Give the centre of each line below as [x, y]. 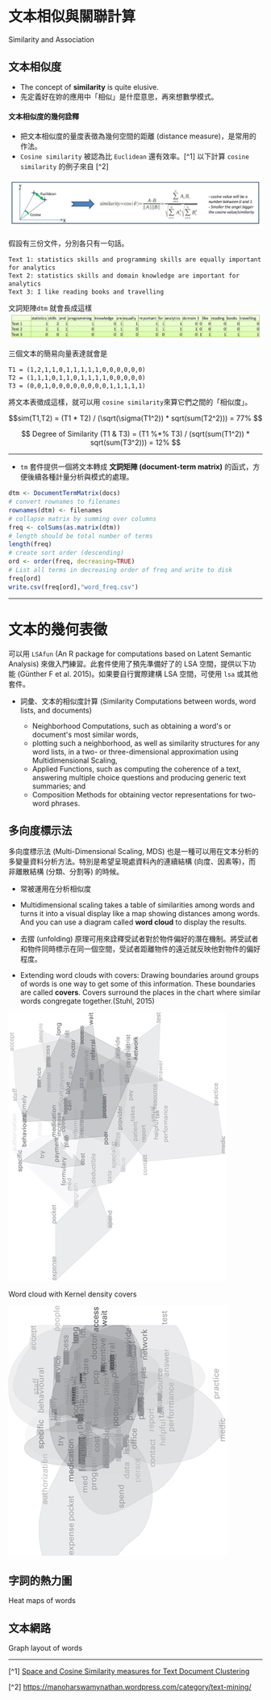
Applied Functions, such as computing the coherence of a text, [137, 768]
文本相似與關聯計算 [72, 17]
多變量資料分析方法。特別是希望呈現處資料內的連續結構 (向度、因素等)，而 [132, 861]
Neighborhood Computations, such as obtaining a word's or [131, 725]
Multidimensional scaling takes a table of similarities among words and [138, 905]
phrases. [66, 803]
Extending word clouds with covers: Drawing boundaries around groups [140, 975]
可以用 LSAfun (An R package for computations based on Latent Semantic [130, 653]
